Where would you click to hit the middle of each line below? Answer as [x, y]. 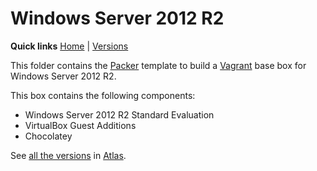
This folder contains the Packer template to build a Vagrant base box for [158, 65]
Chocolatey [48, 136]
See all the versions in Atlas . [68, 155]
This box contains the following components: [103, 95]
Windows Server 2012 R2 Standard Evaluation [119, 114]
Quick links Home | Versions [69, 46]
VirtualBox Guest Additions [80, 125]
